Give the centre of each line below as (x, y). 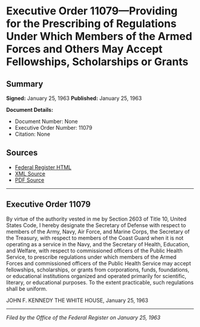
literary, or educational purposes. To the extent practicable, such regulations (100, 282)
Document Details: (30, 110)
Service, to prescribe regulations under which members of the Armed (91, 257)
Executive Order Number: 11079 (53, 128)
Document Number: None (46, 121)
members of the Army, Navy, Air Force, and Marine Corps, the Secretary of (98, 231)
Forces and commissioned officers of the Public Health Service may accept (99, 263)
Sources (22, 153)
